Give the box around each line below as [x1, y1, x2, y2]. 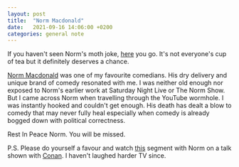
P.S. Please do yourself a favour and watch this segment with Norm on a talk [7, 144, 232, 153]
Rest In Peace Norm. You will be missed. [7, 130, 126, 139]
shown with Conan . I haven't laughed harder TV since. [7, 151, 166, 160]
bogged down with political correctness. [7, 117, 126, 125]
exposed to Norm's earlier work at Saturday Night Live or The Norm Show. [7, 86, 225, 95]
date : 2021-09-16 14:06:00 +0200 [7, 23, 113, 31]
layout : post [7, 10, 46, 18]
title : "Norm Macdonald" [7, 17, 84, 24]
